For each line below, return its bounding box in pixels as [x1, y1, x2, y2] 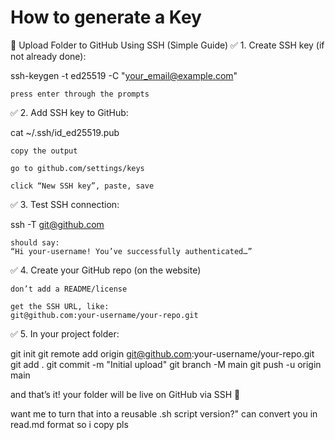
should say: [10, 237, 60, 248]
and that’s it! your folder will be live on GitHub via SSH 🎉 [10, 388, 241, 400]
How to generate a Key [10, 6, 202, 29]
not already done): [10, 50, 87, 62]
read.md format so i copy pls [10, 418, 129, 430]
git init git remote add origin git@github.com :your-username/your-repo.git [10, 347, 315, 360]
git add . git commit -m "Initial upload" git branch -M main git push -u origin [10, 358, 322, 370]
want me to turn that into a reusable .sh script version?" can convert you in [10, 407, 318, 420]
